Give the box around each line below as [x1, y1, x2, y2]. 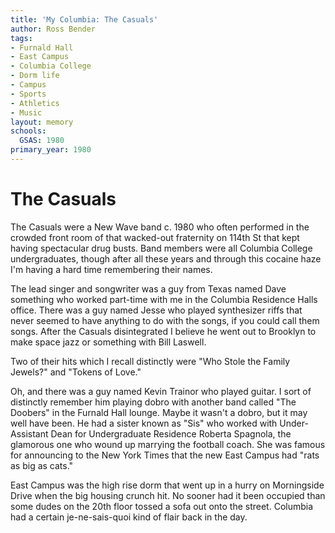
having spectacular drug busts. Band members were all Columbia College [10, 242, 313, 254]
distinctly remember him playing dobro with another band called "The [10, 396, 297, 408]
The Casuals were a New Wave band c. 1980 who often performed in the [10, 221, 310, 233]
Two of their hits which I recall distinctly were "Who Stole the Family [10, 355, 291, 367]
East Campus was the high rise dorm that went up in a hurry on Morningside [10, 479, 325, 491]
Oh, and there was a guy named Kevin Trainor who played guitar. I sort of [10, 385, 312, 397]
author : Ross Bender [10, 24, 97, 34]
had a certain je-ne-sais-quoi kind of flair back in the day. [10, 511, 248, 523]
